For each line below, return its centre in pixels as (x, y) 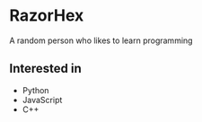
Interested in (46, 69)
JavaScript (42, 100)
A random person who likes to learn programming (101, 40)
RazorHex (47, 16)
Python (35, 90)
